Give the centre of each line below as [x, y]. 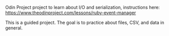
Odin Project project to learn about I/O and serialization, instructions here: [83, 7]
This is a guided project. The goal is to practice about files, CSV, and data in [85, 23]
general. [14, 28]
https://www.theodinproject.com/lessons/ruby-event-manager [71, 13]
